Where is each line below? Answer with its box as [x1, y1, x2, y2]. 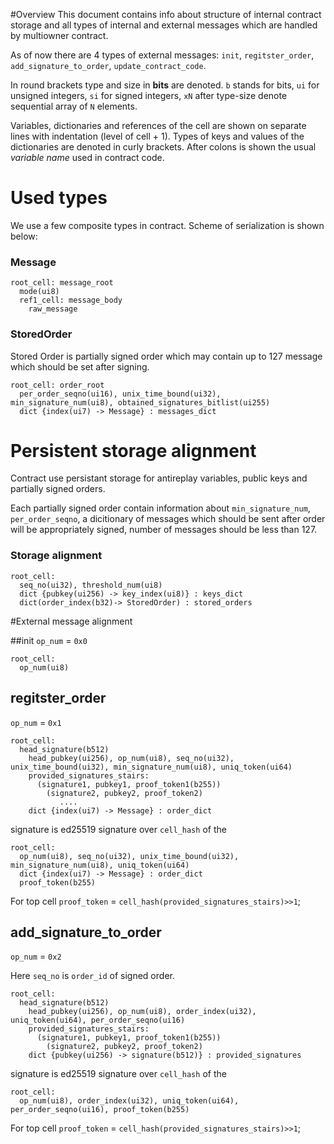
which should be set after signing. [10, 360, 150, 373]
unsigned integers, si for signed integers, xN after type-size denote [10, 90, 288, 101]
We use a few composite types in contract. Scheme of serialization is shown [10, 219, 325, 231]
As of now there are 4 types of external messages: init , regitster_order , [10, 49, 315, 61]
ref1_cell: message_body [19, 295, 123, 306]
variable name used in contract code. [10, 152, 165, 163]
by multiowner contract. [10, 30, 109, 41]
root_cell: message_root [10, 278, 114, 288]
